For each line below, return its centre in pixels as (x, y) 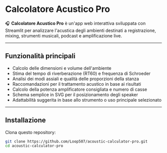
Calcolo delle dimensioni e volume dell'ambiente (62, 68)
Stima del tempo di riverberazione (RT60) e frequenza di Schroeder (81, 73)
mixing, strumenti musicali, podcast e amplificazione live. (64, 35)
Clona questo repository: (31, 132)
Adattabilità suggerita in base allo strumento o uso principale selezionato (87, 100)
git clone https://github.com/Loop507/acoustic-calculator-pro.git (77, 141)
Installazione (26, 120)
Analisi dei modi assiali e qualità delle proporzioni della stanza (76, 79)
